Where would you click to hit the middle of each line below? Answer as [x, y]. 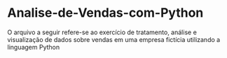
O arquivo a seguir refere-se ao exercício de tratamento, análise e [102, 32]
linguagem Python [34, 47]
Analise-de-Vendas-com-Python [105, 13]
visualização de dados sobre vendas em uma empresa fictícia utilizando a [114, 39]
